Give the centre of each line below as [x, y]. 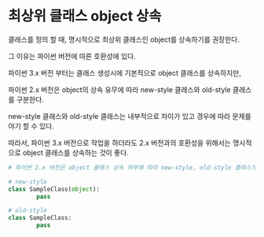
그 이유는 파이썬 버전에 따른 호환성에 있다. [72, 56]
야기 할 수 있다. [31, 126]
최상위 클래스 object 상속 [85, 16]
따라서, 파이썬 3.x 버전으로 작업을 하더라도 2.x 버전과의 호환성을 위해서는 [120, 143]
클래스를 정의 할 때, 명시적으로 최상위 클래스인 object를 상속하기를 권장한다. [124, 39]
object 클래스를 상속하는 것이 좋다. [76, 152]
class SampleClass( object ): [54, 189]
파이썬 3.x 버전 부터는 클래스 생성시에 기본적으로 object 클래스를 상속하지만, [125, 72]
